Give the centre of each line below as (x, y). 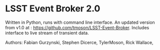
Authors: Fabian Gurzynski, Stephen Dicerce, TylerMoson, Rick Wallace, (79, 42)
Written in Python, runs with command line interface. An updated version (80, 22)
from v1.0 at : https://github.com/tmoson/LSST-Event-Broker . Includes (77, 27)
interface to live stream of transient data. (47, 33)
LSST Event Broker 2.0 (53, 9)
